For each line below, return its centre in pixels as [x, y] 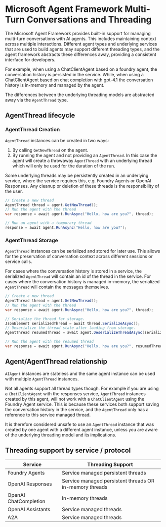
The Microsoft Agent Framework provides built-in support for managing [78, 33]
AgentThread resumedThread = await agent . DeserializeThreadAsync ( [75, 333]
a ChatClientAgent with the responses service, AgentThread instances [75, 394]
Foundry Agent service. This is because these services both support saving [82, 404]
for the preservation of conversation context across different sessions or [79, 257]
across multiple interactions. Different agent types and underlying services [81, 44]
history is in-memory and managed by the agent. [55, 85]
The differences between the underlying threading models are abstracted [80, 95]
